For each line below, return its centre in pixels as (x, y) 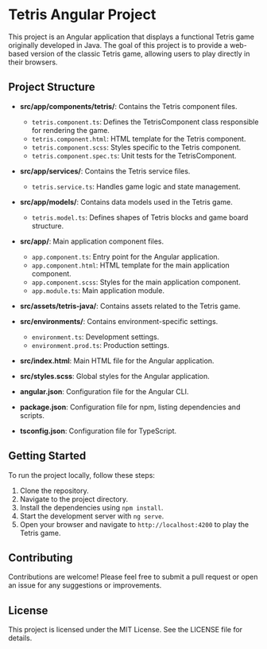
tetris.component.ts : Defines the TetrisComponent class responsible (145, 122)
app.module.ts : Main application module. (98, 290)
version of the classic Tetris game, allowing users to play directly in (140, 53)
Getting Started (47, 456)
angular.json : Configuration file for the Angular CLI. (104, 391)
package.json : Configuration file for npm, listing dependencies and (130, 407)
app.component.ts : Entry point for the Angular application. (126, 256)
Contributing (41, 558)
